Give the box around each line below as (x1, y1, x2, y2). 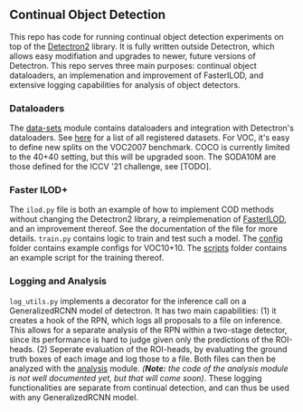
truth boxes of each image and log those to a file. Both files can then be (9, 353, 276, 364)
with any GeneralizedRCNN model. (9, 391, 138, 402)
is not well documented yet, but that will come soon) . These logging (9, 372, 262, 383)
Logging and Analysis (9, 275, 107, 288)
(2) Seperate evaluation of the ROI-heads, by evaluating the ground (36, 343, 288, 354)
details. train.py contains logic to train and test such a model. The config (9, 233, 283, 244)
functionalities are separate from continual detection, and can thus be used (9, 382, 289, 393)
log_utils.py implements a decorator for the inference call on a (9, 295, 247, 306)
